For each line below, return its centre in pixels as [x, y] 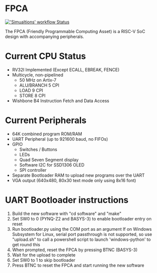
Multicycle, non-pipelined [37, 75]
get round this [26, 244]
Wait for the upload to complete [44, 255]
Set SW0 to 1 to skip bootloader [44, 260]
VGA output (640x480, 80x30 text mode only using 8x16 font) [74, 180]
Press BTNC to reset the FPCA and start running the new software [78, 265]
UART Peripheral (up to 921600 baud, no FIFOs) [60, 139]
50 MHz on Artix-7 [38, 80]
